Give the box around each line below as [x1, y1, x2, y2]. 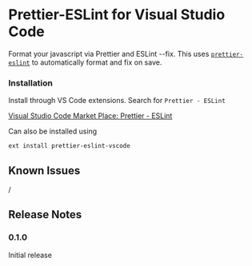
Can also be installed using [8, 126, 98, 137]
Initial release [8, 250, 52, 260]
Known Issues [8, 164, 81, 177]
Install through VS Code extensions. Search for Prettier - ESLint [8, 96, 226, 105]
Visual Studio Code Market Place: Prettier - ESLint [8, 111, 173, 121]
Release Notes [8, 208, 82, 221]
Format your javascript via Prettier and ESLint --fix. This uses [8, 49, 210, 58]
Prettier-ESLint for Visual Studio [8, 6, 226, 24]
